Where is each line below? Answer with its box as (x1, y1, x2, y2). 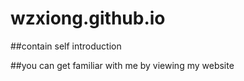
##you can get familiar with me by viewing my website (10, 59, 235, 71)
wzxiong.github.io (10, 7, 166, 30)
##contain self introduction (10, 40, 122, 52)
